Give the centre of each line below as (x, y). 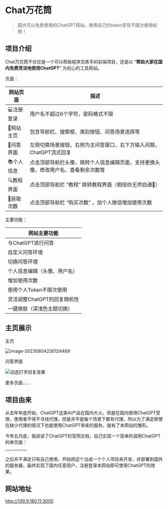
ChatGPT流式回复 (50, 152)
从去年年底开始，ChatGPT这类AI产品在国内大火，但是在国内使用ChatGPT (81, 413)
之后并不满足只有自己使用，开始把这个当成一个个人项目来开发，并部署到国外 (84, 459)
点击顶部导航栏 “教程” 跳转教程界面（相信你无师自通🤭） (95, 185)
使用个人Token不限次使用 (37, 290)
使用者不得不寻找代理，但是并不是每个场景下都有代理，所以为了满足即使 (88, 419)
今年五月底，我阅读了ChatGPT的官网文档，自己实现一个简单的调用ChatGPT (83, 436)
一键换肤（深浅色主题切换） (40, 309)
